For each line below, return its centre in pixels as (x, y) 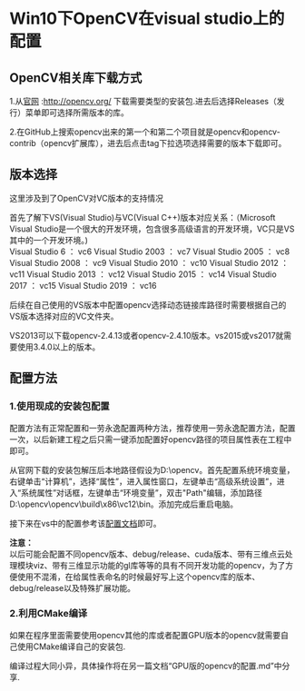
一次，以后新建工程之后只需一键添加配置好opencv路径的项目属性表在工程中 (151, 439)
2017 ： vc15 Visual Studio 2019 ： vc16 (83, 285)
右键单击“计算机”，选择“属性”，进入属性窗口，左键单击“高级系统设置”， (143, 481)
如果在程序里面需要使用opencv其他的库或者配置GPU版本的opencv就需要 (145, 635)
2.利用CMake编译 (49, 614)
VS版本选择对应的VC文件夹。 (64, 316)
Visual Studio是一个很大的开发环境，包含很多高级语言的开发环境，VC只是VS (152, 229)
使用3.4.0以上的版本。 (59, 347)
